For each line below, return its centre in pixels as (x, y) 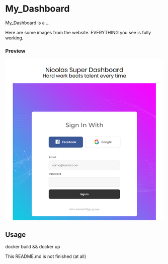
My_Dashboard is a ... (28, 23)
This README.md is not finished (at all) (46, 256)
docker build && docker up (33, 246)
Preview (15, 51)
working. (14, 38)
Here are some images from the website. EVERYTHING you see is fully (78, 32)
